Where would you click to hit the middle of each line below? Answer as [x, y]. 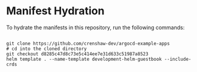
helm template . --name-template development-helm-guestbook [84, 59]
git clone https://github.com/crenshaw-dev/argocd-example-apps [88, 43]
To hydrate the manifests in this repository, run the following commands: [96, 27]
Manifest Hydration [55, 11]
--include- [178, 59]
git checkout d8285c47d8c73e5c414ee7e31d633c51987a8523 [77, 54]
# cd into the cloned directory [46, 49]
